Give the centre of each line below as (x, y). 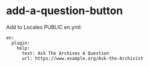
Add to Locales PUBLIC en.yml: (44, 27)
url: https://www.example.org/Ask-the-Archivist (82, 58)
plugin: (21, 43)
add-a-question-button (64, 11)
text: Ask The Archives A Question (65, 53)
